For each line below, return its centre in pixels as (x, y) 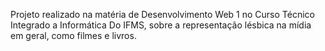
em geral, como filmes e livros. (73, 35)
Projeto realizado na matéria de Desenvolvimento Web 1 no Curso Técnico (162, 14)
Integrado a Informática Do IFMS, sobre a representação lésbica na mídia (161, 25)
